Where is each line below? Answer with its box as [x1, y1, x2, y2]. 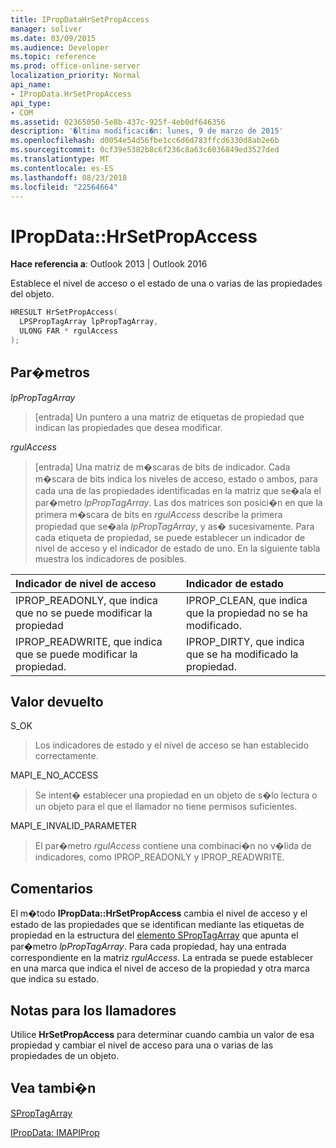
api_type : [10, 98, 52, 108]
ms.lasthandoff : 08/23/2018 [10, 172, 128, 183]
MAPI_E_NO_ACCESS [10, 769, 99, 781]
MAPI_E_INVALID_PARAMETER [10, 820, 137, 832]
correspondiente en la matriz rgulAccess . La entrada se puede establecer [10, 952, 314, 964]
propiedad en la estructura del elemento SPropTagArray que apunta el [10, 929, 299, 941]
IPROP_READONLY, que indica [15, 593, 159, 607]
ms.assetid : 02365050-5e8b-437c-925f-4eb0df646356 [10, 117, 226, 127]
